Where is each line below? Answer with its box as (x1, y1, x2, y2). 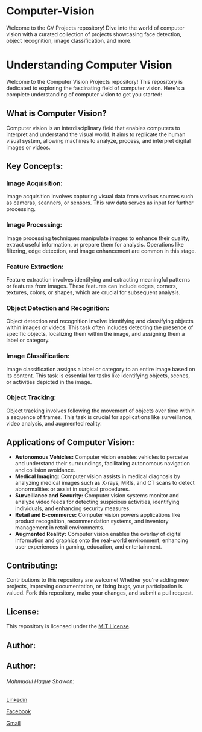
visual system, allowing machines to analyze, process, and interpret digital (6, 137, 191, 144)
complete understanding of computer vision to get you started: (6, 90, 163, 98)
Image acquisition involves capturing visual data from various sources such (6, 193, 194, 200)
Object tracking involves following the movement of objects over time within (6, 407, 195, 414)
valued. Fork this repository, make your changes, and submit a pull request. (6, 589, 194, 596)
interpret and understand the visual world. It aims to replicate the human (6, 131, 186, 138)
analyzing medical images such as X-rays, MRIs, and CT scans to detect (14, 479, 195, 486)
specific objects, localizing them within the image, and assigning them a (6, 330, 185, 338)
